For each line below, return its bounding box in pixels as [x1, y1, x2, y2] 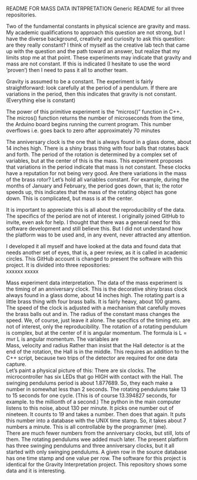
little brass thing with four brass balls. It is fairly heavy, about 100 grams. [6, 298, 182, 305]
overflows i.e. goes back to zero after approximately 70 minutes [6, 127, 161, 134]
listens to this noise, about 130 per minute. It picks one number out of [6, 405, 174, 412]
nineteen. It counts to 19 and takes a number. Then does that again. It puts [6, 411, 186, 417]
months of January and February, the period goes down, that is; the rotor [6, 182, 183, 189]
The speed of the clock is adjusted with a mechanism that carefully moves [6, 304, 186, 311]
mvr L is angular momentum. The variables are [6, 336, 119, 343]
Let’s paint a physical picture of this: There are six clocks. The [6, 367, 156, 374]
